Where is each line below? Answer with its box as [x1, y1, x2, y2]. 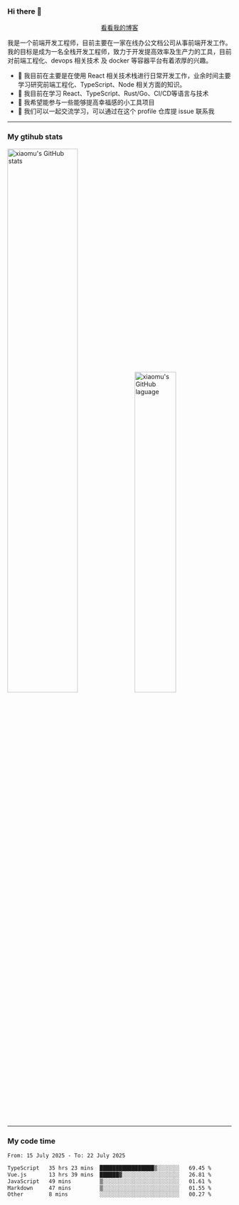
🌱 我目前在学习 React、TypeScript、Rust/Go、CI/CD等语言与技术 [17, 89, 209, 98]
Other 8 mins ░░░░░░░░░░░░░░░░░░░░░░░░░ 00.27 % [7, 1191, 212, 1198]
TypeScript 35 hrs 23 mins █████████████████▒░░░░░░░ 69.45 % [7, 1164, 212, 1172]
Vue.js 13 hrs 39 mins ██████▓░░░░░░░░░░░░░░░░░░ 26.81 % [7, 1171, 212, 1178]
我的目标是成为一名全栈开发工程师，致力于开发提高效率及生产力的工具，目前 [7, 48, 232, 56]
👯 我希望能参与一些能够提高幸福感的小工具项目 [17, 98, 155, 107]
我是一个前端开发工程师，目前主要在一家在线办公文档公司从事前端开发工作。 [7, 38, 232, 47]
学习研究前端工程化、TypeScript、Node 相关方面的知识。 [17, 80, 186, 89]
